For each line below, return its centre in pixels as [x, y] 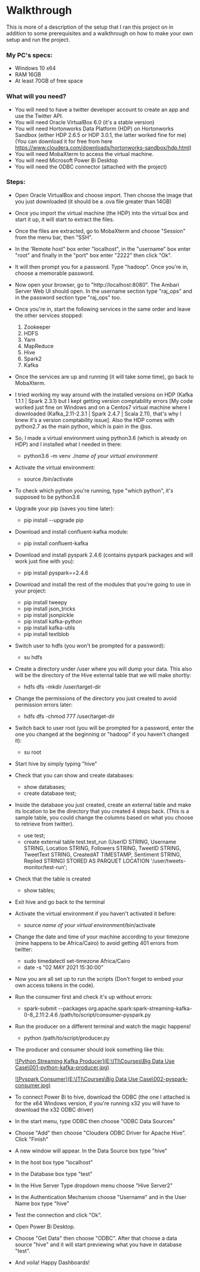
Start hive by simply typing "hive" [56, 763]
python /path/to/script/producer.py [67, 1038]
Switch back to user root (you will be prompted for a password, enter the [104, 727]
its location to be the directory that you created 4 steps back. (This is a [102, 811]
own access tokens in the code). [55, 985]
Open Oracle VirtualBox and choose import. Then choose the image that [104, 195]
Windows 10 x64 [35, 68]
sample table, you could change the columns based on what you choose [104, 817]
